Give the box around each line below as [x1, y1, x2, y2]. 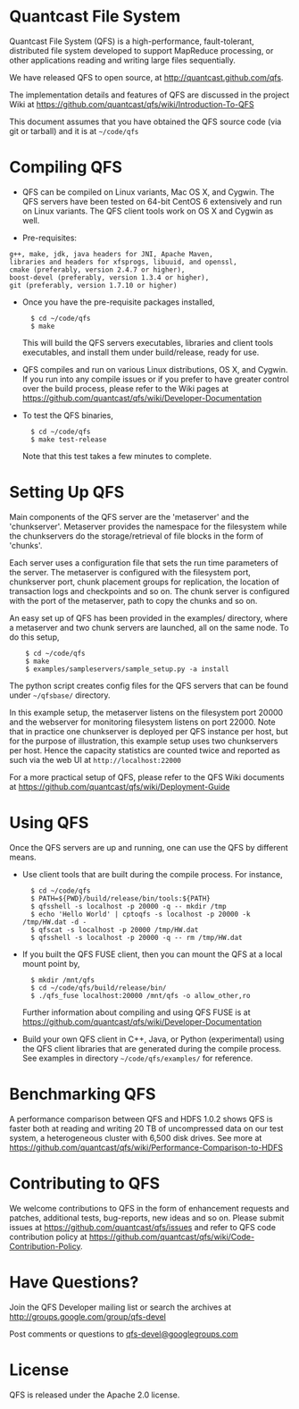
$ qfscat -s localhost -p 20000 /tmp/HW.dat [30, 925, 199, 935]
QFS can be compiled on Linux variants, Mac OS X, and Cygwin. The [21, 186, 275, 197]
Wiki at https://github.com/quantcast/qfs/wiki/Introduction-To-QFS [9, 98, 254, 109]
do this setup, [9, 632, 60, 642]
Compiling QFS [9, 157, 123, 178]
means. [9, 851, 37, 862]
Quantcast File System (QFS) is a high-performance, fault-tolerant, [9, 36, 254, 46]
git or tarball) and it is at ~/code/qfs [9, 125, 139, 136]
